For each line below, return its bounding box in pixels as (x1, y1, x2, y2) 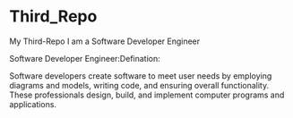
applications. (9, 98, 56, 109)
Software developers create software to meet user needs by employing (9, 70, 272, 81)
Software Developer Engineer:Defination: (9, 53, 161, 63)
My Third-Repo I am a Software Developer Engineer (9, 36, 201, 46)
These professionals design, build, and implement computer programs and (9, 89, 285, 100)
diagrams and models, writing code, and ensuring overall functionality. (9, 80, 270, 90)
